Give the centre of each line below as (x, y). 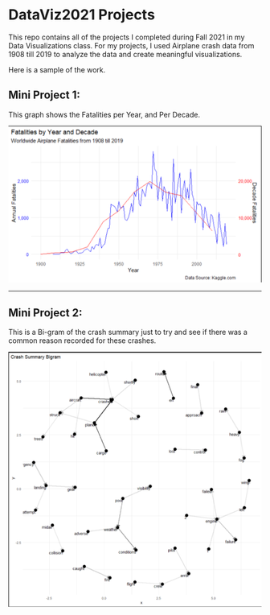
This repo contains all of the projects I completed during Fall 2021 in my (127, 37)
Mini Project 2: (45, 313)
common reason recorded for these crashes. (82, 341)
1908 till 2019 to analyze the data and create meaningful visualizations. (125, 54)
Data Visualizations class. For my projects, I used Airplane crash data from (131, 45)
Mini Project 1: (44, 95)
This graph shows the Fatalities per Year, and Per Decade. (104, 114)
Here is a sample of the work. (57, 69)
